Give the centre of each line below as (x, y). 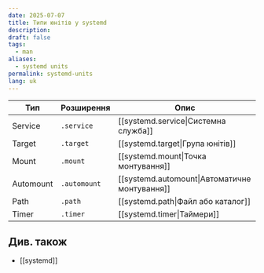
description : (29, 30)
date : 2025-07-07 (37, 15)
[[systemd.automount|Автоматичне (184, 179)
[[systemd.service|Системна (172, 121)
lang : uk (22, 81)
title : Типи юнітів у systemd (58, 23)
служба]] (135, 130)
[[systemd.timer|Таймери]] (169, 214)
